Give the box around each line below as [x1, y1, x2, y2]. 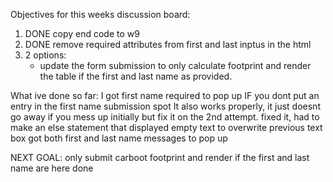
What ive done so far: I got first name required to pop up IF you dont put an [10, 90, 320, 101]
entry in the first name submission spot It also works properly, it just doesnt [10, 100, 321, 112]
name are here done [10, 162, 94, 174]
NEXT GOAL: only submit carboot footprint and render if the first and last [10, 152, 310, 163]
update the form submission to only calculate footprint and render [39, 60, 312, 71]
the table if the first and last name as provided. [39, 70, 233, 82]
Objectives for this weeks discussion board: [10, 9, 191, 20]
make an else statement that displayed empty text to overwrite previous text [10, 122, 323, 133]
